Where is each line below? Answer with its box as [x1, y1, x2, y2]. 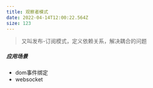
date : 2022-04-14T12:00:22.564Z [6, 15, 88, 21]
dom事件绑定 [15, 69, 49, 76]
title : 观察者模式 [6, 8, 49, 15]
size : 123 [6, 20, 32, 26]
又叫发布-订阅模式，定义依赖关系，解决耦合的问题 [21, 38, 148, 45]
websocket [15, 76, 43, 83]
